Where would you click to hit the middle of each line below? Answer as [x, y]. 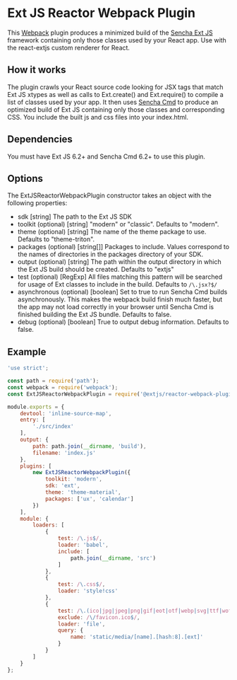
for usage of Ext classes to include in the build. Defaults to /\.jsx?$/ [117, 284]
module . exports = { [36, 407]
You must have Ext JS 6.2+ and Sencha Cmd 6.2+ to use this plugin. [107, 156]
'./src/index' [53, 427]
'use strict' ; [28, 368]
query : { [70, 630]
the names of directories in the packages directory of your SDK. [110, 254]
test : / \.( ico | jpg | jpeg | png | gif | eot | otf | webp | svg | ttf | [140, 611]
